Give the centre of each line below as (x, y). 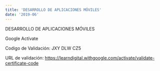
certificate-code (22, 63)
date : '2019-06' (22, 14)
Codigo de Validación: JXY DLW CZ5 (43, 48)
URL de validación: (24, 57)
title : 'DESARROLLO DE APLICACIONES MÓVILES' (53, 10)
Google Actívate (22, 38)
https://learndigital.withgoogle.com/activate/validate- (100, 57)
